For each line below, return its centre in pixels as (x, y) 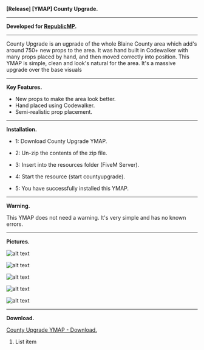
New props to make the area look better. (66, 99)
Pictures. (18, 242)
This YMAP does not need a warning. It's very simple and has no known (96, 218)
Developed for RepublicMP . (42, 26)
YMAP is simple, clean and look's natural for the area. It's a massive (91, 63)
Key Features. (24, 87)
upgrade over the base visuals (44, 70)
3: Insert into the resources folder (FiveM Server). (77, 165)
